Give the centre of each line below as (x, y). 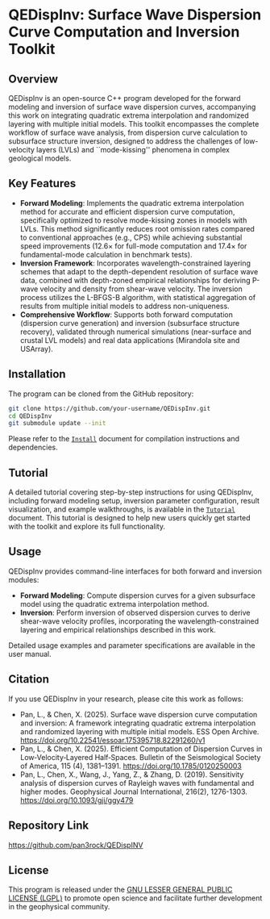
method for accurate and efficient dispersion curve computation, (127, 211)
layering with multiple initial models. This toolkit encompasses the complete (134, 124)
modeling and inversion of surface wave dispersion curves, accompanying (132, 107)
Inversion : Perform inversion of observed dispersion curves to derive (135, 612)
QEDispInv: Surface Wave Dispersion (135, 15)
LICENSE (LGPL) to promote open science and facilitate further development (135, 898)
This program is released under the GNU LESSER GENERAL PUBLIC (120, 890)
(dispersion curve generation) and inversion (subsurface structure (130, 323)
